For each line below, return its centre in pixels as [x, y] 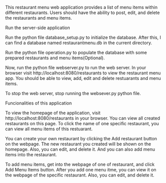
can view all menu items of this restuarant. [49, 129]
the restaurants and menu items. [39, 18]
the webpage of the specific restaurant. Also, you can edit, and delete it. [80, 175]
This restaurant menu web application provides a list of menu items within [81, 7]
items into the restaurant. [31, 155]
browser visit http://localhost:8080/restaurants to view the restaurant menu [83, 73]
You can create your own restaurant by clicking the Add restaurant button [81, 139]
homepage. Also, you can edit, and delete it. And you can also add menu [80, 149]
